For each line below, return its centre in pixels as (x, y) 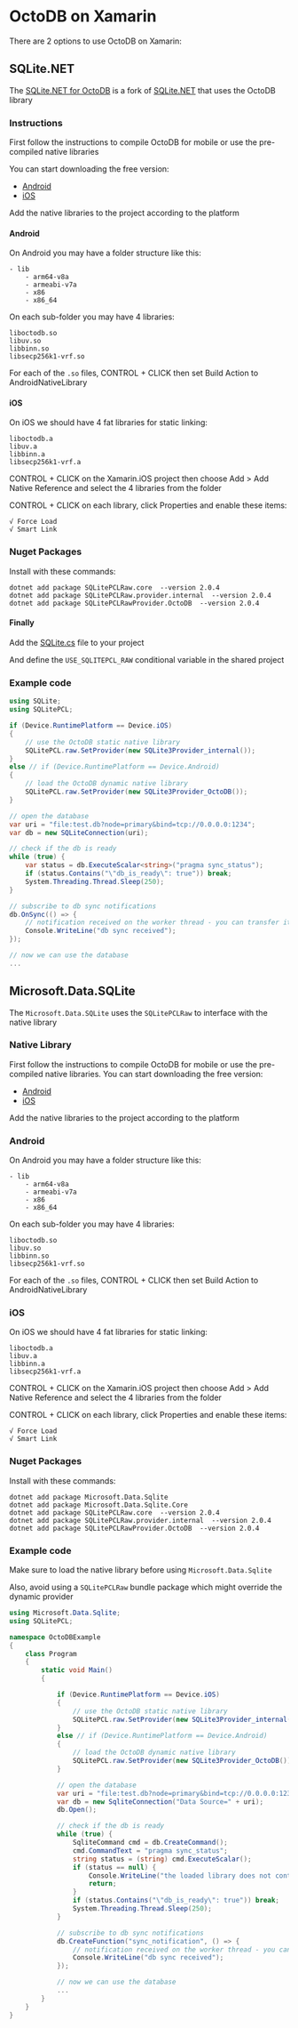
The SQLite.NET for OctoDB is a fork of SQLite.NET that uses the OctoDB (143, 90)
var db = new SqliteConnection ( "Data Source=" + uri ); (160, 1802)
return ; (102, 1884)
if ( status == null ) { (114, 1867)
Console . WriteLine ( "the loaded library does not (180, 1875)
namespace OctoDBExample (55, 1637)
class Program (51, 1654)
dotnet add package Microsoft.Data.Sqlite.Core (99, 1505)
